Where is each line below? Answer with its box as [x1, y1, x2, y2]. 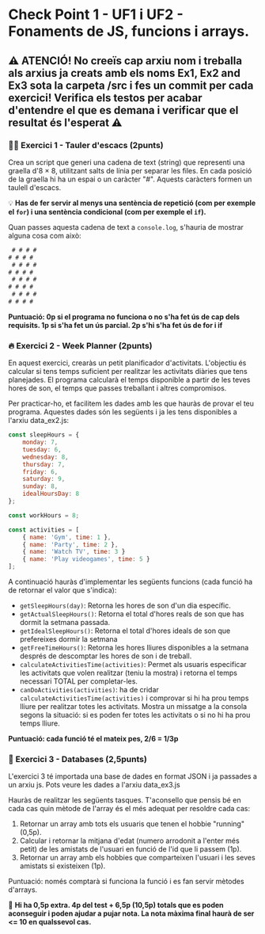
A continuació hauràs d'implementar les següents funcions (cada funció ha [8, 577, 253, 587]
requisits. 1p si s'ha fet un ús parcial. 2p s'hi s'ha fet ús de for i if [8, 320, 223, 330]
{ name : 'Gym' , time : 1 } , [22, 533, 112, 541]
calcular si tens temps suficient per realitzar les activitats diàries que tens [8, 367, 248, 376]
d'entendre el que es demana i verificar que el [8, 103, 239, 116]
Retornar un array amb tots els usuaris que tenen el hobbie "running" [19, 819, 245, 829]
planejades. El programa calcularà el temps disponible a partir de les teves [8, 375, 251, 385]
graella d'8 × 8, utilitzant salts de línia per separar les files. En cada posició [8, 166, 252, 175]
